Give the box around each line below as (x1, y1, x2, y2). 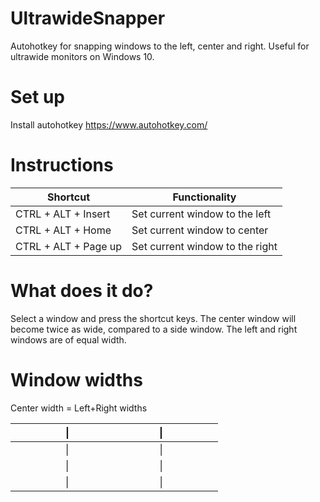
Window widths (10, 368, 143, 391)
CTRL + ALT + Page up (15, 239, 123, 253)
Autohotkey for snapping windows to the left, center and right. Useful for (10, 40, 310, 52)
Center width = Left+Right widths (10, 402, 148, 414)
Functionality (172, 190, 237, 204)
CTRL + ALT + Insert (15, 207, 111, 221)
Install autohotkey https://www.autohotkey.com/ (10, 118, 208, 131)
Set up (10, 86, 65, 109)
